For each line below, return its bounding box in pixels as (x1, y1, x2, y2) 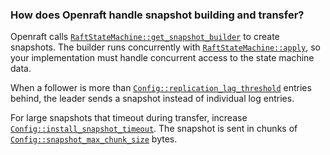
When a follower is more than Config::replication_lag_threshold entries (10, 82, 312, 94)
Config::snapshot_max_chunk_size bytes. (10, 133, 178, 145)
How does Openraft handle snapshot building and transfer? (10, 8, 305, 22)
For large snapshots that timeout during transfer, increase (10, 112, 248, 124)
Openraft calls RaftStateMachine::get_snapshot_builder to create (10, 31, 280, 43)
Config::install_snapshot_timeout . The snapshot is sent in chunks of (10, 123, 298, 135)
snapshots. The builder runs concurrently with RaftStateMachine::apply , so (10, 41, 321, 53)
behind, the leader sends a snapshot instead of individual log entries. (10, 93, 295, 105)
